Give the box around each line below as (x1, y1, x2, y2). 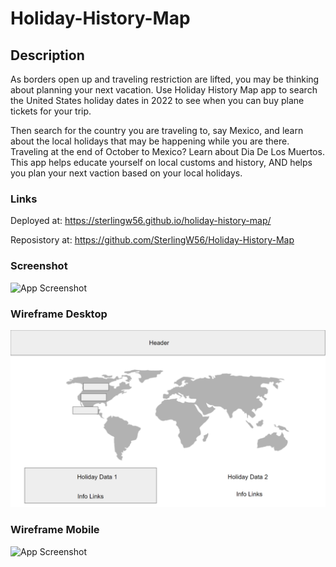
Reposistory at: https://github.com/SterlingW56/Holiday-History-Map (10, 234, 295, 246)
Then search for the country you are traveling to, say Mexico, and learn (10, 125, 304, 136)
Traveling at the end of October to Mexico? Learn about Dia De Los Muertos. (10, 146, 325, 157)
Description (10, 47, 85, 64)
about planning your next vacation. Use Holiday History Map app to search (10, 84, 318, 96)
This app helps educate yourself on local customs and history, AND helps (10, 157, 313, 168)
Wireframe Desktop (10, 307, 108, 321)
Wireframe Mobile (10, 523, 100, 537)
